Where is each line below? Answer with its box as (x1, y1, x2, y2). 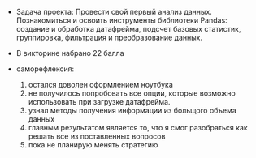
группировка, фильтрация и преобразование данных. (15, 32, 203, 42)
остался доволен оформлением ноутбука (28, 80, 173, 89)
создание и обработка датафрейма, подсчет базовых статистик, (15, 24, 241, 33)
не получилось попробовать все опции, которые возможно (28, 88, 236, 98)
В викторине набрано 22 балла (15, 49, 124, 58)
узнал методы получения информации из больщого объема (28, 105, 237, 115)
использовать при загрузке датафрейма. (28, 97, 171, 106)
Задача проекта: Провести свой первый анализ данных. (15, 7, 213, 16)
